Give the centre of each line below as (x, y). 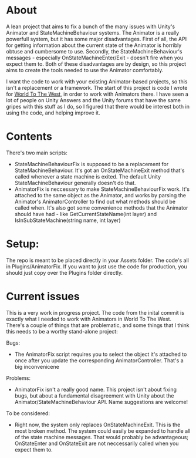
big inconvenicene (37, 366)
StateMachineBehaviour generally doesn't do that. (75, 183)
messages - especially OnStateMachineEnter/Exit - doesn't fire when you (95, 58)
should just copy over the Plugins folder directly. (65, 272)
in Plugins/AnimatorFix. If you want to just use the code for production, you (97, 266)
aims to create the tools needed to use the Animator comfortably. (85, 70)
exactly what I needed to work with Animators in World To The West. (89, 319)
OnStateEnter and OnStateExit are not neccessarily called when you (97, 443)
